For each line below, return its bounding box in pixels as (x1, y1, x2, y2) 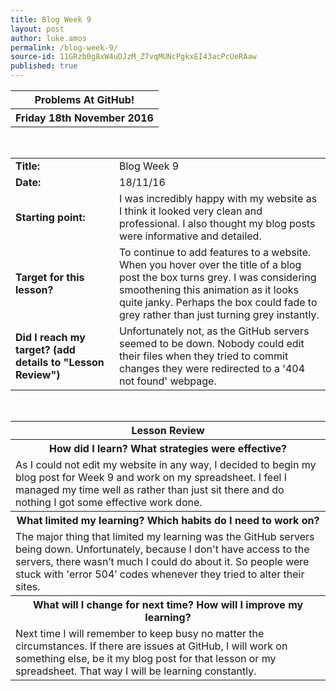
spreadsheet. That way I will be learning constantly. (15, 664, 257, 678)
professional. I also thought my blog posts (119, 217, 316, 230)
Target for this (15, 271, 85, 284)
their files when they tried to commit (119, 349, 289, 363)
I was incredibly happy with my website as (119, 192, 318, 205)
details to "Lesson (15, 356, 105, 369)
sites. (15, 580, 41, 593)
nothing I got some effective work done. (15, 496, 203, 509)
